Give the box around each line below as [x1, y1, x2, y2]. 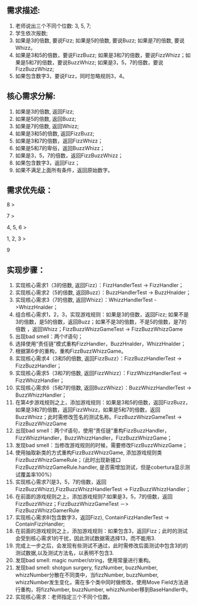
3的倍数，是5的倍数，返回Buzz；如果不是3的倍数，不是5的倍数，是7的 [15, 318, 187, 325]
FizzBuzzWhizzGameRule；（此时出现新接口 [15, 457, 121, 464]
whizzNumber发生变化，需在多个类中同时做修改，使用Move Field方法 [15, 579, 184, 586]
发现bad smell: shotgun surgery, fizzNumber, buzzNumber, [15, 564, 158, 571]
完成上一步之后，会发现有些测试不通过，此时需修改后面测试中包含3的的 [15, 542, 188, 549]
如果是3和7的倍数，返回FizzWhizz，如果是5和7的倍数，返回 [15, 406, 161, 413]
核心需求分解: [6, 91, 56, 101]
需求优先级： [6, 185, 53, 195]
